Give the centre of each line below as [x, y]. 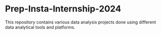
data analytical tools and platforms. [40, 27]
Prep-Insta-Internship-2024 [63, 9]
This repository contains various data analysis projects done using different [81, 22]
